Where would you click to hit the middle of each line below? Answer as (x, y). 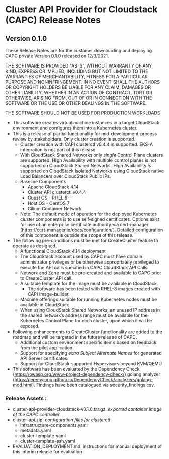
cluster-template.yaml (43, 436)
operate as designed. (35, 246)
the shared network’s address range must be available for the (84, 315)
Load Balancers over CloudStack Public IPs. (66, 176)
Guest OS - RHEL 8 (47, 198)
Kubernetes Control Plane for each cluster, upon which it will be (86, 321)
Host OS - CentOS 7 (48, 203)
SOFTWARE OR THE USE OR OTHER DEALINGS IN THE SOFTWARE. (76, 103)
